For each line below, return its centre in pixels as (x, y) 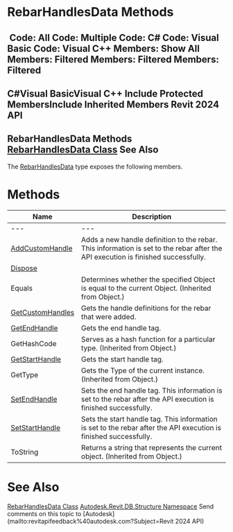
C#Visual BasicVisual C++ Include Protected (105, 93)
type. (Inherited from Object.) (129, 347)
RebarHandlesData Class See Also (83, 150)
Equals (22, 288)
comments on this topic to (44, 513)
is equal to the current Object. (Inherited (146, 288)
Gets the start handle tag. (122, 359)
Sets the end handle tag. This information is (152, 391)
